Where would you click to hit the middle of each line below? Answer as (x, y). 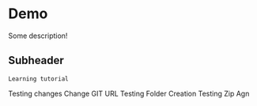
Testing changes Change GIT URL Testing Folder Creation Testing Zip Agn (129, 93)
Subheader (36, 61)
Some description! (38, 36)
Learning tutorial (38, 79)
